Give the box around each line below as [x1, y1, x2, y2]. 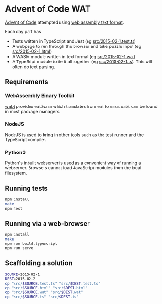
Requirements [5, 78, 48, 86]
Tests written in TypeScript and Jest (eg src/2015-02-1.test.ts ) [12, 38, 136, 44]
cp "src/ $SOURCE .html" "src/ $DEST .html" [5, 286, 88, 290]
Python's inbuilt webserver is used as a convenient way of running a [5, 160, 141, 166]
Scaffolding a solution [5, 259, 73, 267]
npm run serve [5, 246, 34, 251]
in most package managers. [5, 108, 60, 114]
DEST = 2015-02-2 [5, 276, 36, 281]
